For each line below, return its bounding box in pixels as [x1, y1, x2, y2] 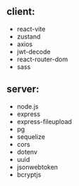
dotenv [16, 148, 38, 156]
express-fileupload [16, 117, 72, 125]
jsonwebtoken [16, 162, 58, 171]
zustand [16, 32, 41, 41]
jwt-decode [16, 47, 51, 56]
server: [6, 83, 39, 95]
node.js [16, 102, 39, 110]
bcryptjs [16, 170, 42, 179]
